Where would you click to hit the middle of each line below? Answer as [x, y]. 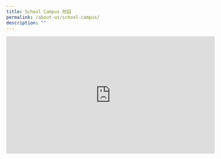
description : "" [26, 23]
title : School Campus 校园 [39, 12]
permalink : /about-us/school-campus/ [53, 17]
